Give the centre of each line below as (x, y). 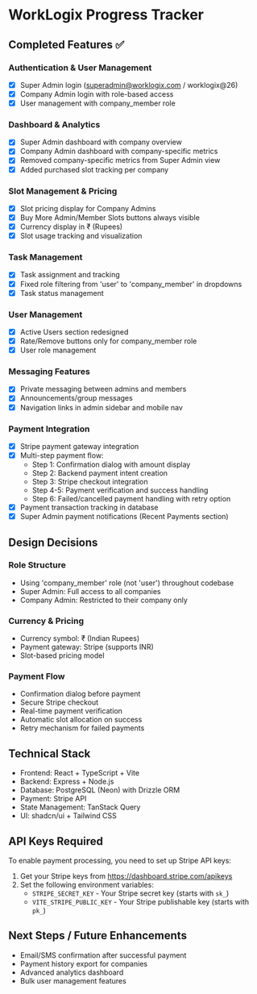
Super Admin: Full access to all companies (90, 591)
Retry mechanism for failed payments (82, 728)
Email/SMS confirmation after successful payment (103, 955)
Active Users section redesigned (74, 331)
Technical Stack (50, 753)
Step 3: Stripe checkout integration (90, 482)
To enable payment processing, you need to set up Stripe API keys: (120, 861)
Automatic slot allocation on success (81, 720)
